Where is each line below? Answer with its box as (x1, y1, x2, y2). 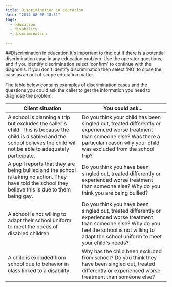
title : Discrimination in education (5, 7, 83, 13)
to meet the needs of (8, 223, 58, 230)
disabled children (8, 229, 50, 237)
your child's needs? (81, 239, 129, 246)
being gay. (8, 193, 33, 199)
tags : (5, 17, 17, 22)
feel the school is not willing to (81, 226, 155, 234)
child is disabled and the (8, 133, 67, 140)
